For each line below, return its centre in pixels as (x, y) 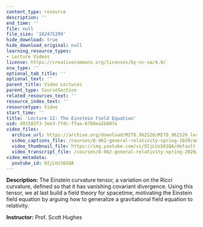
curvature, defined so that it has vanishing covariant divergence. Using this (100, 187)
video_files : (23, 129)
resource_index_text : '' (37, 101)
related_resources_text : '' (42, 96)
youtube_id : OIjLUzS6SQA (43, 163)
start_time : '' (25, 113)
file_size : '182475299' (36, 34)
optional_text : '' (29, 79)
